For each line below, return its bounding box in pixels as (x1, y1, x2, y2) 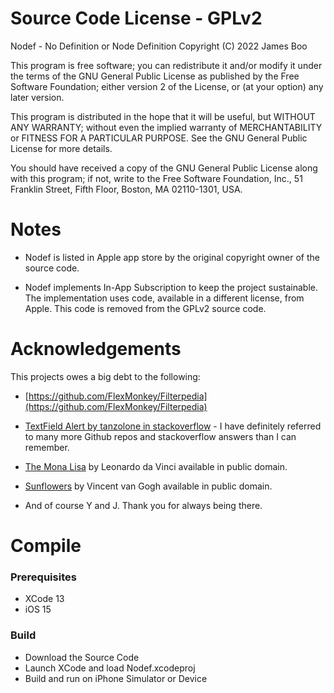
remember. (24, 441, 70, 453)
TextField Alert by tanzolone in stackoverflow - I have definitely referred (24, 420, 322, 432)
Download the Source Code (24, 651, 140, 663)
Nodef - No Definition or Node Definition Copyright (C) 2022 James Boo (10, 40, 308, 52)
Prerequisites (10, 570, 77, 584)
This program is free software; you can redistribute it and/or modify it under (10, 59, 323, 71)
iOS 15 (24, 603, 52, 616)
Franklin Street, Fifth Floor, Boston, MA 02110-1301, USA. (10, 183, 243, 195)
